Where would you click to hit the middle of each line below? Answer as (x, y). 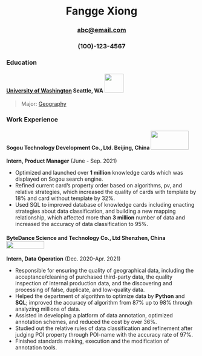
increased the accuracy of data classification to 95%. (81, 224)
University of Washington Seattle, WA (55, 90)
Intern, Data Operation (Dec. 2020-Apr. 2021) (64, 259)
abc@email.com (102, 30)
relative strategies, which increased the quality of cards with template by (106, 192)
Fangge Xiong (102, 11)
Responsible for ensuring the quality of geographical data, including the (104, 271)
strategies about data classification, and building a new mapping (95, 211)
